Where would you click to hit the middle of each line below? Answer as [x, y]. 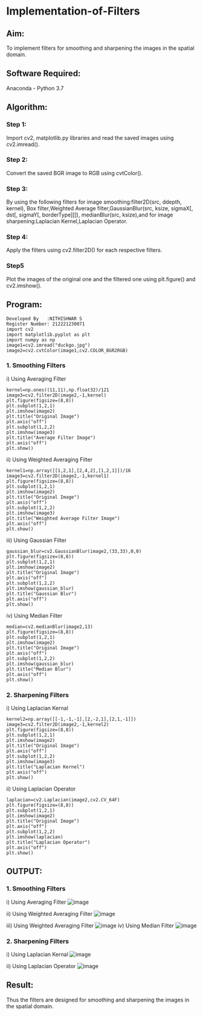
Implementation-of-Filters [73, 11]
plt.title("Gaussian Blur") [42, 593]
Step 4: [17, 237]
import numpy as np [31, 340]
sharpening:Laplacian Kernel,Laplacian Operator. [67, 221]
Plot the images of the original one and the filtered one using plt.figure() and [101, 279]
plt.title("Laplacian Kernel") [46, 767]
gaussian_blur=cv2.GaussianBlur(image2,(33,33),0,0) [74, 551]
